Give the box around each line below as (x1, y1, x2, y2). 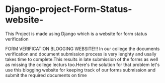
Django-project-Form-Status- (5, 3, 132, 15)
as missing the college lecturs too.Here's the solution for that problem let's (5, 61, 160, 67)
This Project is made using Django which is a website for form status (5, 30, 147, 36)
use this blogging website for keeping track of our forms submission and (5, 66, 156, 73)
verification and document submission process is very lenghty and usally (5, 51, 157, 57)
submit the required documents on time (5, 72, 87, 78)
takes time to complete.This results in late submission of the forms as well (5, 56, 158, 62)
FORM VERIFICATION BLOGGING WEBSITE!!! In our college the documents (5, 45, 160, 51)
